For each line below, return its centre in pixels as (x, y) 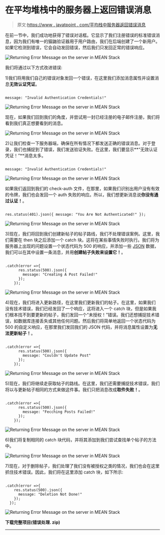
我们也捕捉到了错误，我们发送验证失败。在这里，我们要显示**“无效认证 (86, 149)
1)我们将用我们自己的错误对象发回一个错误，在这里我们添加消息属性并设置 (80, 78)
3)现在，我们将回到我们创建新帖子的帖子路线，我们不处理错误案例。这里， (80, 234)
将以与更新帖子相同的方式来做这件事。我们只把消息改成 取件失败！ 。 (74, 389)
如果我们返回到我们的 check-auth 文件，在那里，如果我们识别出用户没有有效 (82, 188)
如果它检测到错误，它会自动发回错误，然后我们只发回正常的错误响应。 (76, 47)
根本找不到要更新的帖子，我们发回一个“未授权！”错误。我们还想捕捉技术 (82, 315)
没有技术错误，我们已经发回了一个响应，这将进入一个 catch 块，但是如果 (79, 308)
